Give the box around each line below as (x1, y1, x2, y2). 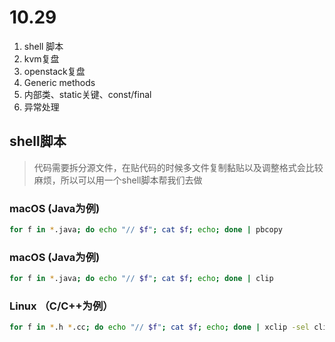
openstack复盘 (23, 65, 86, 77)
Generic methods (23, 76, 96, 88)
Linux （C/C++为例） (9, 299, 114, 313)
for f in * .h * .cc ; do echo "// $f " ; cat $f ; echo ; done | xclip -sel (9, 322, 310, 333)
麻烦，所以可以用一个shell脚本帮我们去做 (33, 174, 203, 186)
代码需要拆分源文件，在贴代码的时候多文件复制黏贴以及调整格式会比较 (33, 161, 324, 173)
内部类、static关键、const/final (23, 88, 152, 100)
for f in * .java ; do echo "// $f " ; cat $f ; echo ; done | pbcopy (9, 225, 283, 235)
